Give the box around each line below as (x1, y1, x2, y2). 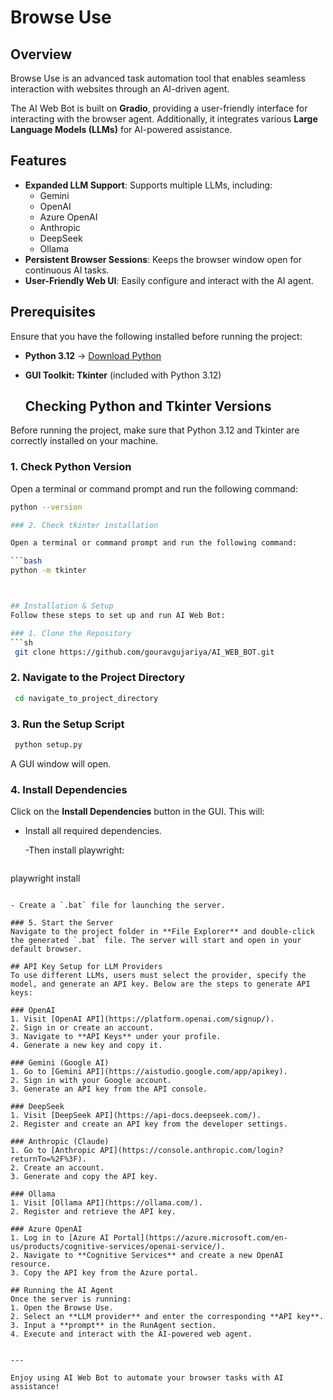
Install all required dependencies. (24, 825, 162, 837)
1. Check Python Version (10, 460, 132, 474)
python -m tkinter (10, 566, 87, 576)
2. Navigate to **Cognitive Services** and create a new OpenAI (10, 1251, 284, 1261)
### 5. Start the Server (10, 918, 114, 928)
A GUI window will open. (10, 757, 112, 770)
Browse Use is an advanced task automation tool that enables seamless (10, 72, 306, 84)
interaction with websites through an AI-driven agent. (10, 83, 230, 95)
